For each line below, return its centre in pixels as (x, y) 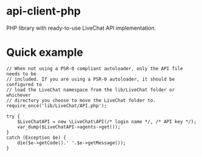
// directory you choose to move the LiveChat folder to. (81, 100)
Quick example (45, 52)
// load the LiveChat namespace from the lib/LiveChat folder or (90, 90)
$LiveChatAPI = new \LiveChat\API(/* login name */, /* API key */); (107, 122)
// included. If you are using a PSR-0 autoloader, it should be (90, 79)
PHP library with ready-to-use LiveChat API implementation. (81, 28)
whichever (19, 95)
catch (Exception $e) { (36, 138)
